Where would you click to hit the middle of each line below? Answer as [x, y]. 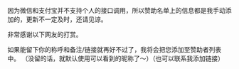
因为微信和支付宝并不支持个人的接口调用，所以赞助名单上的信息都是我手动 [116, 10]
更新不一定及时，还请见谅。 [67, 19]
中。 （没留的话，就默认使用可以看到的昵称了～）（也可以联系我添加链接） [116, 58]
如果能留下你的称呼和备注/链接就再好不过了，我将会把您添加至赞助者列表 [115, 49]
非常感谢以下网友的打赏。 [45, 34]
